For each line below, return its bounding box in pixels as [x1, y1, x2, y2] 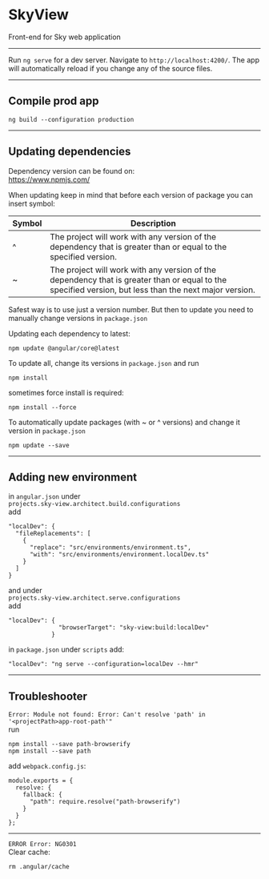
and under [8, 586, 42, 596]
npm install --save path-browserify [8, 741, 130, 749]
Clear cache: [8, 847, 50, 857]
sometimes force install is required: [8, 387, 124, 397]
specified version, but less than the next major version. [49, 284, 256, 295]
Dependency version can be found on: [8, 166, 135, 175]
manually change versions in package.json [8, 313, 148, 323]
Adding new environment [8, 470, 138, 484]
